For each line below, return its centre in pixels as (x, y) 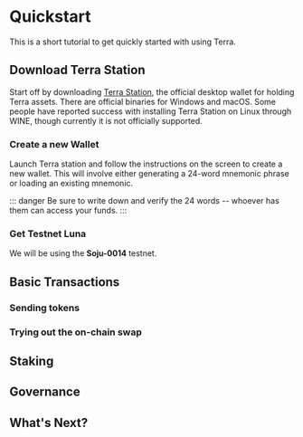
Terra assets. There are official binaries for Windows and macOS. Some (143, 101)
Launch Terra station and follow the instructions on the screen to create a (146, 164)
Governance (45, 392)
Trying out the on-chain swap (76, 332)
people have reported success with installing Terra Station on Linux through (151, 111)
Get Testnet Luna (48, 233)
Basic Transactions (65, 282)
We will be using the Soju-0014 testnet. (83, 253)
